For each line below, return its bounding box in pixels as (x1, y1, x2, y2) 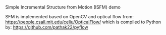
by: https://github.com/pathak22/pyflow (5, 24, 88, 30)
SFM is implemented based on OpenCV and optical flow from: (5, 14, 134, 19)
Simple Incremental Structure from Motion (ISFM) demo (5, 4, 121, 10)
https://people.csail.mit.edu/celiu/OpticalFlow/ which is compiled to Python (5, 19, 161, 25)
